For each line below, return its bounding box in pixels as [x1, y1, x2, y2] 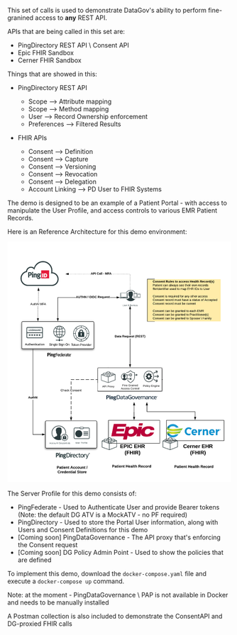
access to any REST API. [35, 13, 108, 22]
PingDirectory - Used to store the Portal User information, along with [17, 517, 219, 527]
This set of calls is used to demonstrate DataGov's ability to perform [7, 6, 207, 14]
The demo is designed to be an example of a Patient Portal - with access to [7, 198, 227, 207]
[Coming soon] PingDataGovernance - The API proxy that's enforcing [17, 533, 221, 541]
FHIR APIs [17, 134, 48, 142]
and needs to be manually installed [7, 598, 109, 607]
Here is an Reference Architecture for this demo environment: [7, 227, 187, 236]
